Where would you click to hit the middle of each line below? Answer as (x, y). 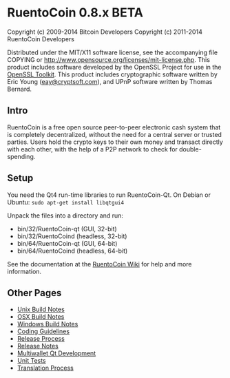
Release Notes (38, 346)
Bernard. (20, 89)
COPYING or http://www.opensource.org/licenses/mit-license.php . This (108, 59)
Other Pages (34, 293)
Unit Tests (31, 361)
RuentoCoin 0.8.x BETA (75, 13)
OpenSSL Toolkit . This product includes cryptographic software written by (113, 74)
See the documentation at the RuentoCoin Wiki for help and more (100, 264)
